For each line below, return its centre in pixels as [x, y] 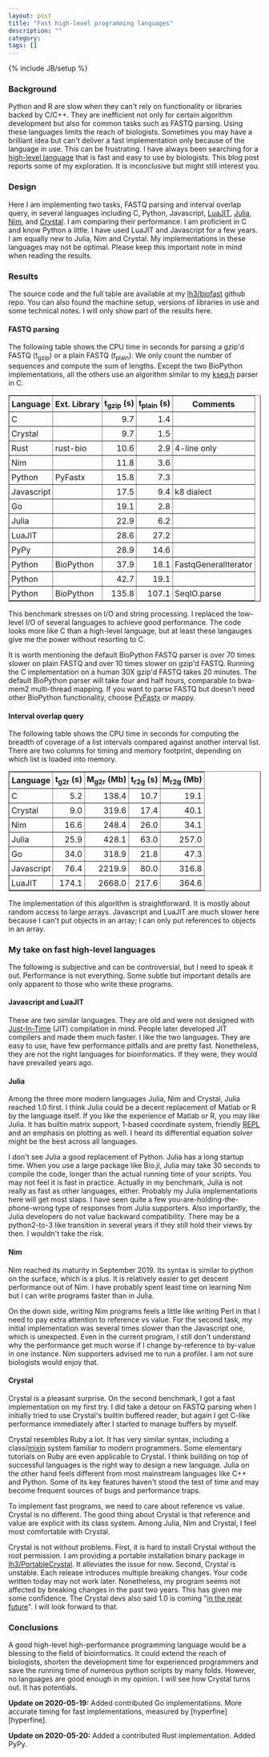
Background [33, 89]
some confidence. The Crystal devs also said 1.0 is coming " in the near [125, 1598]
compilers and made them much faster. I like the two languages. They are [129, 1037]
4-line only [196, 448]
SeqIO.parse [198, 594]
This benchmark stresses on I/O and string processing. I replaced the [122, 614]
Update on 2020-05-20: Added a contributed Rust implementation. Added [132, 1735]
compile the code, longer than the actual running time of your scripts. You [130, 1174]
